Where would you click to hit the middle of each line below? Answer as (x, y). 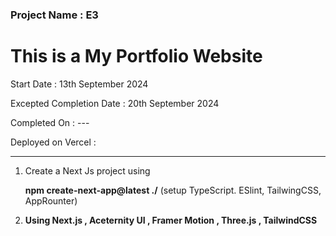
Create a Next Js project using (87, 170)
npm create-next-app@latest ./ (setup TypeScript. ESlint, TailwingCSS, (173, 190)
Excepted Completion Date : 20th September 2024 (115, 103)
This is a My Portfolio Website (136, 56)
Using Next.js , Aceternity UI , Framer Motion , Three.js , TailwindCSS (171, 220)
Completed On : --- (50, 122)
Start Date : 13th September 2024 (79, 84)
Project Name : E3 (54, 15)
